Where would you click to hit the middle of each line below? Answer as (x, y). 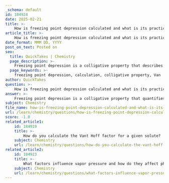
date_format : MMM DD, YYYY (33, 43)
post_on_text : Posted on (31, 47)
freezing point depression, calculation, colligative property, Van (88, 75)
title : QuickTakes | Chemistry (43, 56)
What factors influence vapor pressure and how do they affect (91, 163)
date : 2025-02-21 (23, 19)
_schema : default (23, 10)
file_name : (17, 108)
